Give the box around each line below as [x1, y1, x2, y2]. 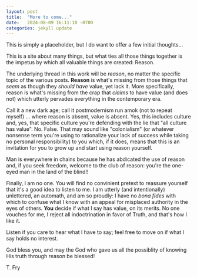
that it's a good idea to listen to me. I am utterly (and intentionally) [6, 186, 165, 193]
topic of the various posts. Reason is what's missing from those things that [6, 77, 188, 84]
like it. [6, 217, 21, 225]
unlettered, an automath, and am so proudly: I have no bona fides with [6, 192, 176, 199]
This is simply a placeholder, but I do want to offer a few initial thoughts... [6, 41, 183, 48]
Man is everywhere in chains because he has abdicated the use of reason [6, 156, 185, 163]
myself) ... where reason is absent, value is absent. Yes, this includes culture [6, 113, 191, 120]
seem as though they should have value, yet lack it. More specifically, [6, 83, 175, 90]
